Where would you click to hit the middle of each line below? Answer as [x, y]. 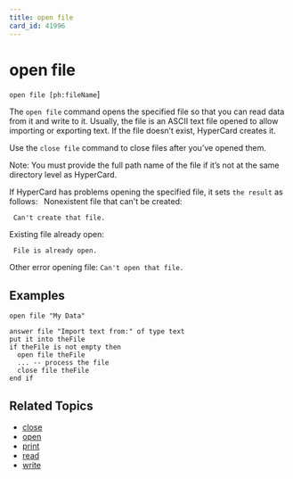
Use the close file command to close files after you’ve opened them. [138, 148]
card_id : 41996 [37, 26]
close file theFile [53, 371]
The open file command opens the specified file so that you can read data [147, 111]
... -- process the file [63, 363]
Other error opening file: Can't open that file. [97, 268]
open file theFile [52, 355]
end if [21, 379]
